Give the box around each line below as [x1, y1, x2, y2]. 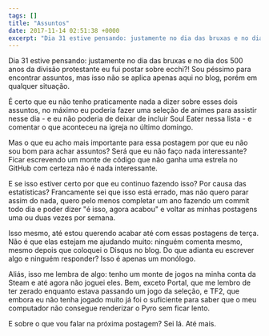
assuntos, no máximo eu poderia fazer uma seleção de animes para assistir [8, 106, 258, 115]
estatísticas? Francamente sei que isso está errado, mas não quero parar [8, 187, 249, 197]
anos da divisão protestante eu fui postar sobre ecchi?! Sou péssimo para [8, 65, 251, 74]
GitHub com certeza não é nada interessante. [8, 163, 158, 173]
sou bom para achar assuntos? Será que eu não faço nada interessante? [8, 146, 247, 156]
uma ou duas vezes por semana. [8, 213, 116, 222]
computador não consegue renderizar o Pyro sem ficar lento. [8, 303, 211, 313]
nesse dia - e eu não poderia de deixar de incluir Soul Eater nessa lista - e [8, 114, 252, 124]
